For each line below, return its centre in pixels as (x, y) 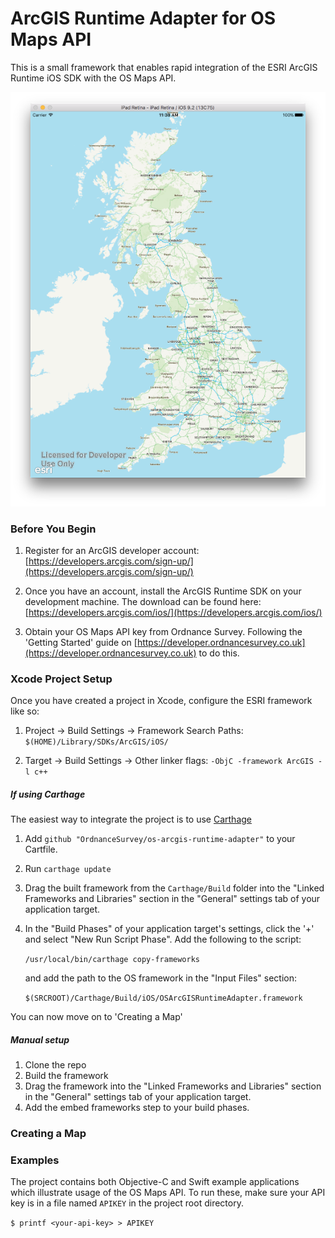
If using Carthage (48, 794)
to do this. (219, 653)
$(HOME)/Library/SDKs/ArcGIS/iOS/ (96, 742)
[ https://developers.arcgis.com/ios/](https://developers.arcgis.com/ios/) (173, 612)
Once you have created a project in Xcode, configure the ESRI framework (161, 701)
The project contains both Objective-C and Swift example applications (155, 1182)
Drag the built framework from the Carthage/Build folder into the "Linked (174, 888)
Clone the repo (55, 1065)
